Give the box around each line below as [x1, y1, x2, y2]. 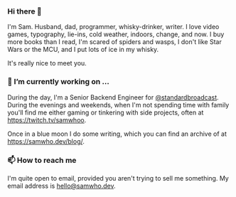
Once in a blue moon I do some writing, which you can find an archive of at [7, 129, 227, 138]
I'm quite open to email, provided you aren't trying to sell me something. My [7, 174, 229, 182]
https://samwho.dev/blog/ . [7, 137, 85, 145]
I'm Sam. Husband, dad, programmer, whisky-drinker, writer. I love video [7, 23, 220, 31]
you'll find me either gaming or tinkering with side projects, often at [7, 108, 204, 117]
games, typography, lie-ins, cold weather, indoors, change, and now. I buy [7, 30, 225, 38]
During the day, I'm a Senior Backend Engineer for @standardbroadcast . [7, 92, 219, 102]
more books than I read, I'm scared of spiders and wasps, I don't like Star [7, 38, 222, 46]
